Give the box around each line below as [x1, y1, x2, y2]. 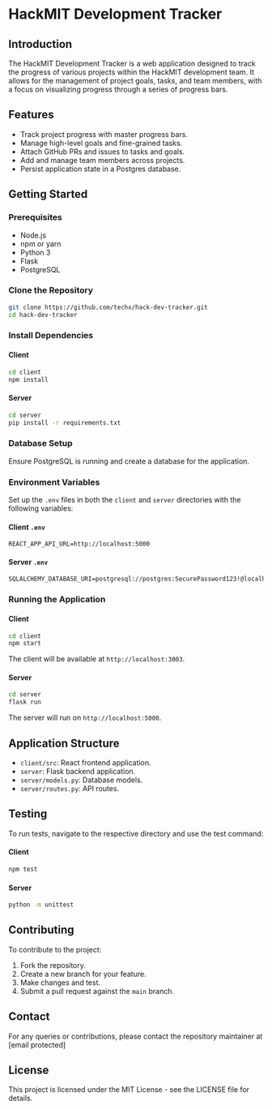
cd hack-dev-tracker [8, 310, 79, 319]
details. [8, 1094, 33, 1103]
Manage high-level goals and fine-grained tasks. [19, 138, 183, 148]
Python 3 [19, 247, 51, 257]
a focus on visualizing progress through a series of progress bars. [8, 84, 228, 94]
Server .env [8, 557, 49, 567]
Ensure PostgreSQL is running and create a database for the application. [8, 456, 249, 466]
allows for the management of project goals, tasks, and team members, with [8, 76, 262, 85]
